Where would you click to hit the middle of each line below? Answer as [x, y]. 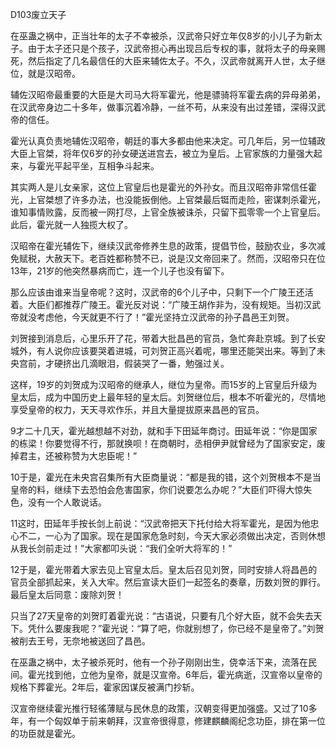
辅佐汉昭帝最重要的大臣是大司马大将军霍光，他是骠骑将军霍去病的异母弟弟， [168, 94]
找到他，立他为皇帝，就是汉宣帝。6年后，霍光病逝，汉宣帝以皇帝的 [183, 674]
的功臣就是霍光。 [45, 733]
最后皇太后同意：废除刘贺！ [67, 594]
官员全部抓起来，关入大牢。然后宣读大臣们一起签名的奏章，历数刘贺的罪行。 [168, 582]
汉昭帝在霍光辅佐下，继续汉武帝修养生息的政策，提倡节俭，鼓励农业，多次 [163, 246]
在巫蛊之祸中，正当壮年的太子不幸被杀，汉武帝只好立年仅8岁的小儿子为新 [162, 36]
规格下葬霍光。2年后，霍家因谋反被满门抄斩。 [105, 687]
